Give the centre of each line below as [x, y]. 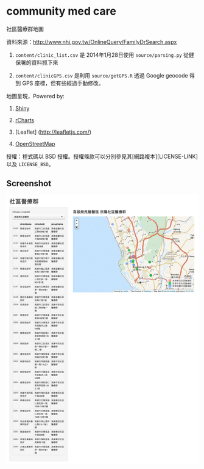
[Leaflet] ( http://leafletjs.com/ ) [53, 132]
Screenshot [29, 184]
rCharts [25, 120]
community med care [62, 11]
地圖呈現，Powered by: [36, 96]
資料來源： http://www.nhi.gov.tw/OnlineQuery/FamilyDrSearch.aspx [92, 42]
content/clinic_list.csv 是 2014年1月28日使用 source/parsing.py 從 [102, 55]
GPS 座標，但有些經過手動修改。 [63, 83]
